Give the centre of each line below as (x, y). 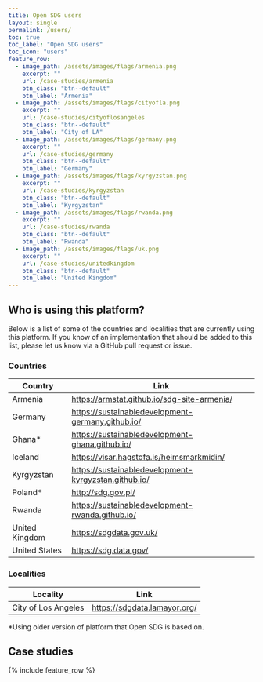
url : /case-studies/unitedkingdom (78, 264)
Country (38, 386)
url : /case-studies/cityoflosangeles (84, 118)
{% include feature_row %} (52, 670)
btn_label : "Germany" (57, 169)
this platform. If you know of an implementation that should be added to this (130, 337)
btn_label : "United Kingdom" (70, 278)
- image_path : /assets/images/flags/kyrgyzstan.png (101, 176)
